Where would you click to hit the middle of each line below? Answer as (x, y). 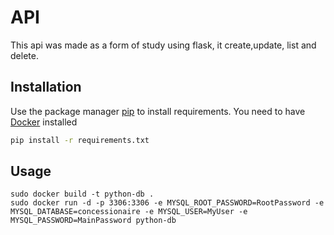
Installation (46, 87)
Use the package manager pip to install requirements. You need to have (158, 111)
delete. (24, 55)
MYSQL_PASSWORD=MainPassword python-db (93, 221)
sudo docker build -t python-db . (82, 194)
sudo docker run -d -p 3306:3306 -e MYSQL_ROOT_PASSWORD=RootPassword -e (167, 203)
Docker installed (44, 122)
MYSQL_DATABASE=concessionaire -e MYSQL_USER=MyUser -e (129, 212)
